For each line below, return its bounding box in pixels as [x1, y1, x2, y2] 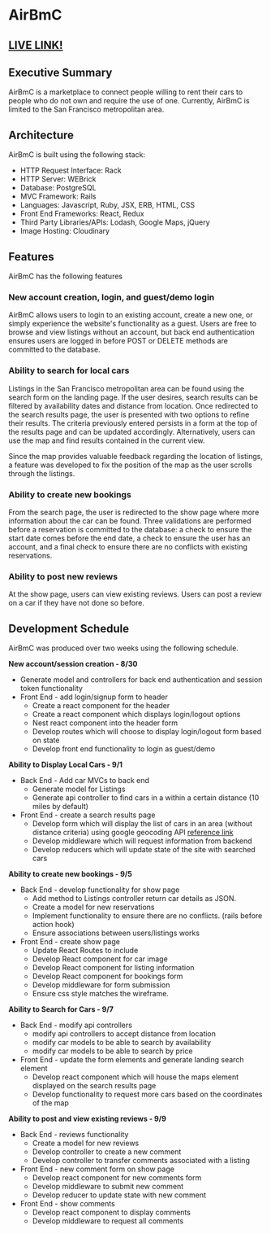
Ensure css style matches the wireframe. [32, 989, 169, 999]
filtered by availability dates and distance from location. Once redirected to [8, 400, 258, 410]
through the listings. [8, 468, 75, 478]
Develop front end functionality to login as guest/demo [32, 744, 216, 754]
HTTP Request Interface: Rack [19, 165, 122, 176]
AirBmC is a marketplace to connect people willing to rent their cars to [8, 87, 243, 97]
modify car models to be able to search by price [32, 1046, 193, 1056]
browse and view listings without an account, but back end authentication [8, 327, 256, 337]
